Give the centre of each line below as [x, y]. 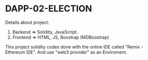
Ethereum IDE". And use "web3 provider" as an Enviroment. [66, 52]
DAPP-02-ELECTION [49, 9]
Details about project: [27, 22]
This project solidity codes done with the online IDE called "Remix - [74, 47]
